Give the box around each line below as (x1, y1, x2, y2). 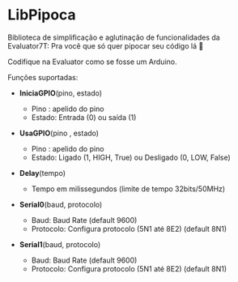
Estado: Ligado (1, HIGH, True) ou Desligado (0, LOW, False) (31, 152, 232, 162)
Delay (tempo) (19, 168, 66, 177)
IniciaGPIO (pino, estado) (19, 88, 103, 98)
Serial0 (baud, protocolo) (19, 199, 103, 209)
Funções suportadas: (7, 72, 79, 82)
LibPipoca (7, 6, 76, 24)
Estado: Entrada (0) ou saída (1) (31, 112, 137, 122)
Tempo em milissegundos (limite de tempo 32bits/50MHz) (31, 184, 226, 194)
